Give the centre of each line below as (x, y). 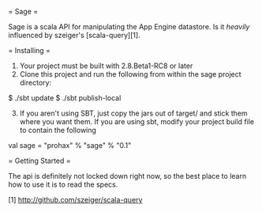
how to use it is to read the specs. (63, 184)
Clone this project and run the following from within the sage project (131, 74)
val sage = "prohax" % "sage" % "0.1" (70, 145)
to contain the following (58, 130)
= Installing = (30, 50)
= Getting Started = (39, 161)
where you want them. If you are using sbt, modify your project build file (137, 121)
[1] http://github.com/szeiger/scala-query (75, 200)
